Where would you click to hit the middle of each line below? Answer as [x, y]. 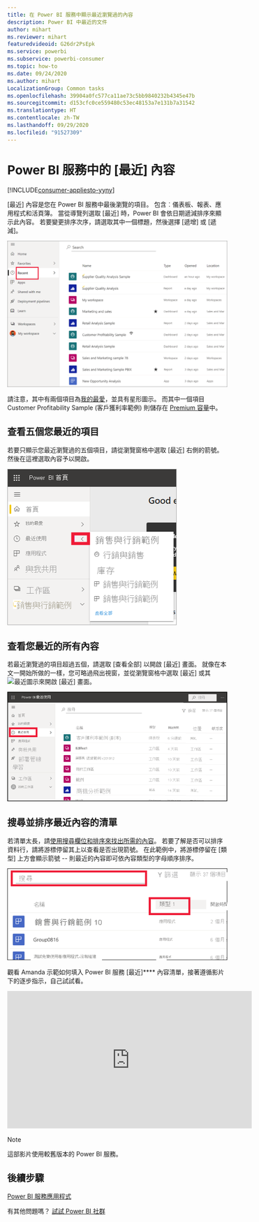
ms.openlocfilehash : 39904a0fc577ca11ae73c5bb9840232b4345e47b [101, 96]
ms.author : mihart [34, 81]
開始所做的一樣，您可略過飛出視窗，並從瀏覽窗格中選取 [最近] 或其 [115, 673]
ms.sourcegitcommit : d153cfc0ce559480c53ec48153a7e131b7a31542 [101, 103]
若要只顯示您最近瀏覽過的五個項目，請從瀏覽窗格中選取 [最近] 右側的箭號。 [115, 449]
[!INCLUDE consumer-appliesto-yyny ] [61, 190]
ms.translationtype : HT [42, 111]
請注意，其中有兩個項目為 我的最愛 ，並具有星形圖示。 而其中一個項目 [106, 398]
